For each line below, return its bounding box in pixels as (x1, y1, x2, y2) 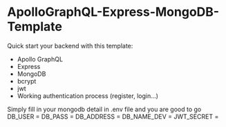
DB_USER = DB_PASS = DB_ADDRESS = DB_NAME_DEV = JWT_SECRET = (7, 112, 219, 121)
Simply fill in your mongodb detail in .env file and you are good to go (7, 105, 202, 113)
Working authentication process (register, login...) (17, 91, 159, 100)
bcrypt (17, 77, 37, 85)
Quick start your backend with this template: (7, 41, 133, 50)
